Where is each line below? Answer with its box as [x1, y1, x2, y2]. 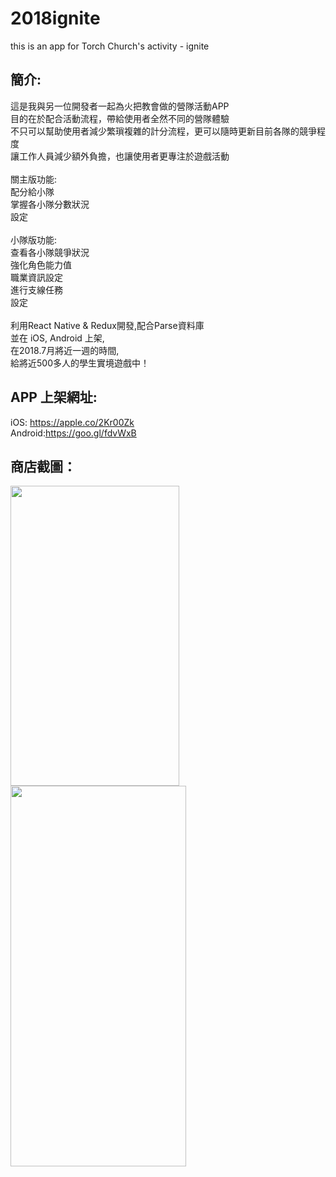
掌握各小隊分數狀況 [10, 198, 90, 210]
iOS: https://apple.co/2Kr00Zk [10, 416, 135, 428]
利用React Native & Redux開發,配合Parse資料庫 [10, 319, 205, 331]
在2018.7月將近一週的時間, [10, 344, 120, 356]
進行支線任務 [10, 283, 63, 296]
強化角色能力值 [10, 258, 72, 271]
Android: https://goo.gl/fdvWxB [10, 427, 137, 439]
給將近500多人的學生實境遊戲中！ [10, 357, 150, 369]
